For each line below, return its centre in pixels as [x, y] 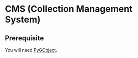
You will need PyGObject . [31, 50]
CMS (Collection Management [69, 9]
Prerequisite [25, 38]
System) [23, 20]
